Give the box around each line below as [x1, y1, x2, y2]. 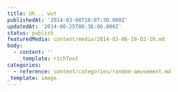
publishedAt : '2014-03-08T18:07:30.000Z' [7, 17, 128, 24]
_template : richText [19, 55, 79, 62]
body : [7, 42, 23, 49]
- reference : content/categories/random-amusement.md [13, 68, 171, 75]
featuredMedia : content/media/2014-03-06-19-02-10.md [7, 36, 166, 43]
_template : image [7, 74, 57, 82]
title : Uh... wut [7, 10, 57, 17]
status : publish [7, 29, 54, 37]
